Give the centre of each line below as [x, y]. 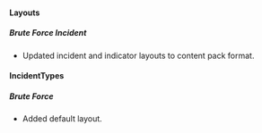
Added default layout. [62, 119]
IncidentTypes [37, 76]
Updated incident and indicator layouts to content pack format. [138, 55]
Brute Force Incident [48, 33]
